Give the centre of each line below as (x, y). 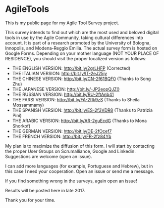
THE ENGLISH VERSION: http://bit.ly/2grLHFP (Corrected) (71, 68)
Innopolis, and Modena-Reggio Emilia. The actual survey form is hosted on (81, 48)
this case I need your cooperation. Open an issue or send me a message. (80, 171)
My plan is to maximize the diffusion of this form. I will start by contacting (80, 146)
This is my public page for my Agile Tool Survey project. (62, 23)
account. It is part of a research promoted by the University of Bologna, (78, 42)
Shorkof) (21, 126)
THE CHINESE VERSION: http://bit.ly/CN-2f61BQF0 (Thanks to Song (82, 79)
